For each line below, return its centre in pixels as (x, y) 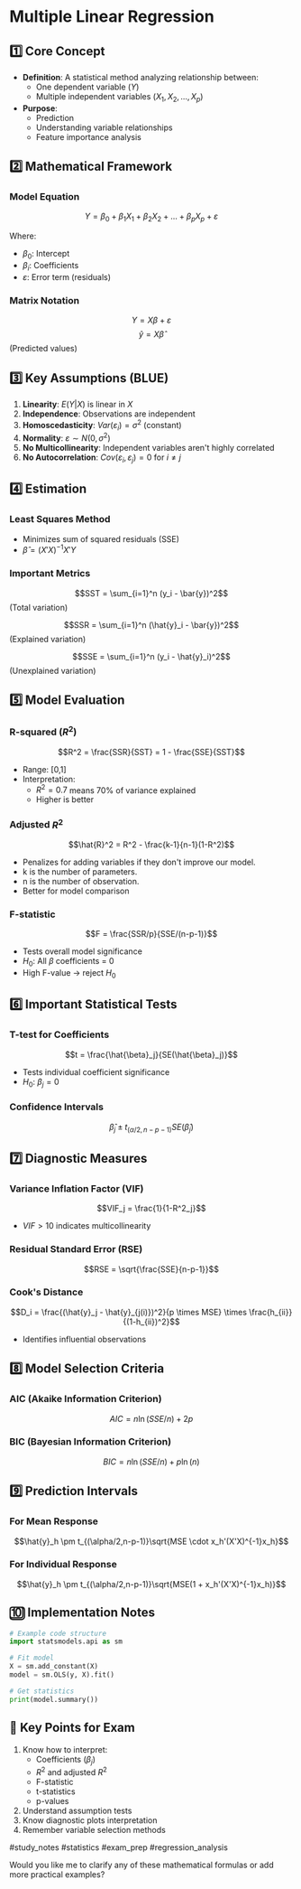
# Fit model (32, 1658)
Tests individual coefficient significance (96, 1071)
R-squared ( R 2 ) (43, 731)
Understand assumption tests (77, 1810)
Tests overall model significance (82, 951)
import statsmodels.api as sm (66, 1641)
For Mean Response (54, 1521)
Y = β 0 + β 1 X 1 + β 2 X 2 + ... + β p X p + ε (151, 217)
